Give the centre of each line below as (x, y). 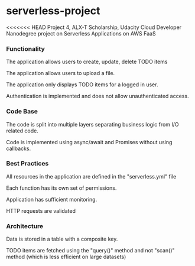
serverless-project (53, 11)
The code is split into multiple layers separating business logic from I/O (92, 124)
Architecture (25, 226)
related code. (22, 131)
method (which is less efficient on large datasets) (66, 257)
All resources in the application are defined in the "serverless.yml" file (91, 176)
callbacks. (19, 148)
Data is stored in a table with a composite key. (62, 239)
